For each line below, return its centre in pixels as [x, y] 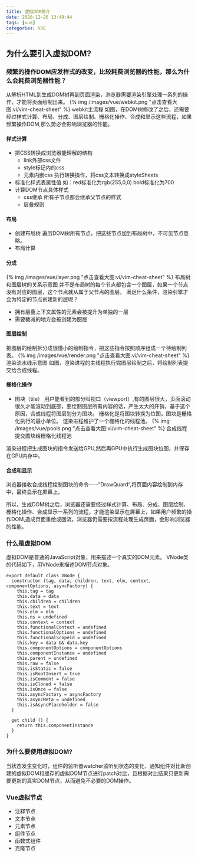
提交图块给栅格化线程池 [43, 436]
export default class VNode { [43, 576]
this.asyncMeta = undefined [51, 700]
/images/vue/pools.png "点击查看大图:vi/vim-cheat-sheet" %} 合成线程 [101, 428]
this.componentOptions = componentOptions [70, 648]
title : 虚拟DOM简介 [28, 12]
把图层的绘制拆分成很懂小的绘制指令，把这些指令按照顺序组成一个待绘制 [94, 348]
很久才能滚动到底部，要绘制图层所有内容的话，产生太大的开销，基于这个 [102, 406]
